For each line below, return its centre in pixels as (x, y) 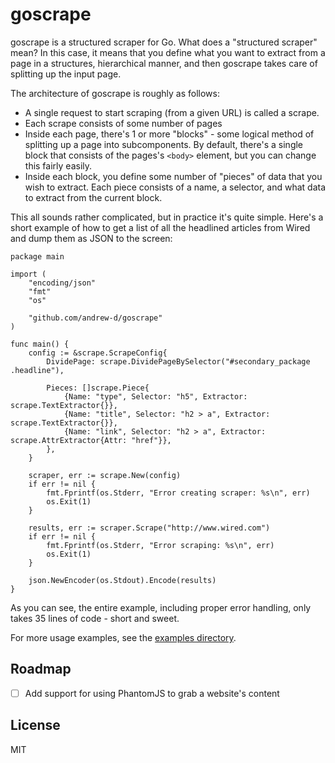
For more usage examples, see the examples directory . (123, 637)
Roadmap (41, 669)
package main (37, 256)
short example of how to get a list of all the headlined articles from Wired (160, 227)
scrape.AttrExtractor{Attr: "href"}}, (91, 440)
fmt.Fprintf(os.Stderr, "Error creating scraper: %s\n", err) (178, 493)
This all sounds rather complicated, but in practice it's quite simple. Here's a (167, 217)
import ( (28, 274)
